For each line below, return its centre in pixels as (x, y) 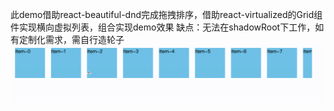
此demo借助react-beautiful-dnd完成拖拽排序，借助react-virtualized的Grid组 (166, 14)
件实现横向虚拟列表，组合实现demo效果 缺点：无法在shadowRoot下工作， (163, 27)
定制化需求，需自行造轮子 (71, 39)
